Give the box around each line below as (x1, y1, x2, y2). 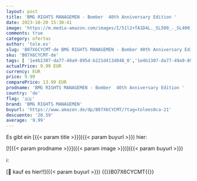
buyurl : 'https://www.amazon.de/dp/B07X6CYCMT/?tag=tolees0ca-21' (6, 107, 172, 112)
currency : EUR (6, 69, 41, 74)
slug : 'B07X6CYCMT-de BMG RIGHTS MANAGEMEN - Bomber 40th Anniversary (6, 47, 182, 53)
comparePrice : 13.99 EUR (6, 80, 67, 86)
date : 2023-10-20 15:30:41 (6, 19, 72, 25)
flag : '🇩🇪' (6, 95, 35, 101)
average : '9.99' (6, 118, 46, 124)
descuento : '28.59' (6, 112, 54, 118)
